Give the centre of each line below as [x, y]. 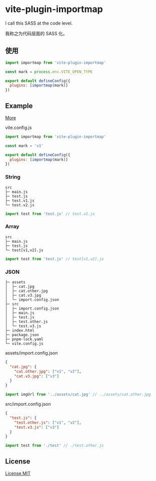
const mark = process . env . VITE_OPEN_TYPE [49, 72]
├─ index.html [20, 330]
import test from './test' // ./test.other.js [54, 446]
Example [19, 106]
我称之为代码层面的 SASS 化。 [36, 33]
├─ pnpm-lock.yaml [24, 339]
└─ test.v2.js [20, 205]
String [13, 177]
